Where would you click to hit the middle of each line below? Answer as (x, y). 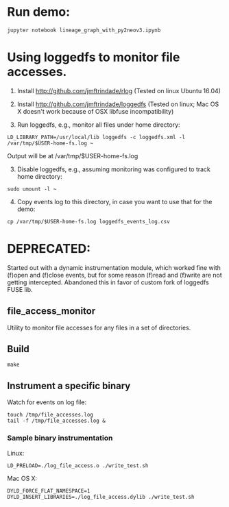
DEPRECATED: (49, 249)
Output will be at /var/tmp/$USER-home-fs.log (73, 156)
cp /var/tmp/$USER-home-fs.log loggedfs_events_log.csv (88, 221)
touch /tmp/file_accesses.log (50, 415)
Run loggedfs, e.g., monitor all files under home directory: (98, 125)
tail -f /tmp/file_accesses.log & (57, 421)
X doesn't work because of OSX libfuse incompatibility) (95, 111)
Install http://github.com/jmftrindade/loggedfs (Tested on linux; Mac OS (118, 104)
